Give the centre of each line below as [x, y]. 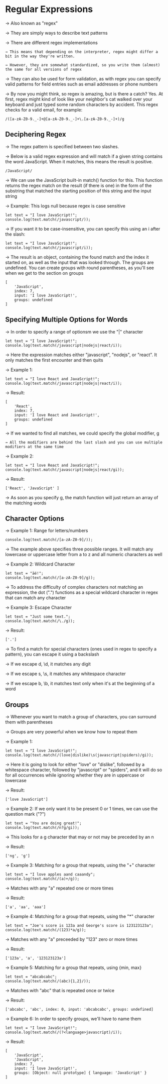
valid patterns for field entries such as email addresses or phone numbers [81, 84]
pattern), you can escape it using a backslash [52, 655]
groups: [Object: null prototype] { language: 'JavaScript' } [80, 1073]
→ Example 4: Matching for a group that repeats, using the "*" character [80, 916]
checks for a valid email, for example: [44, 110]
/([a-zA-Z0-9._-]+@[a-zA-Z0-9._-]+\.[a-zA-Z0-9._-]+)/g [65, 119]
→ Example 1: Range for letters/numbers [47, 530]
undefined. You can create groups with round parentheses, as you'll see [80, 268]
